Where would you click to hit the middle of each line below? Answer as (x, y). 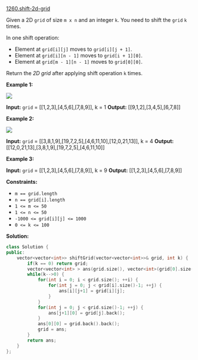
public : (16, 252)
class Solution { (27, 247)
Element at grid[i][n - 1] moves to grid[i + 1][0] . (79, 55)
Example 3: (20, 159)
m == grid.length (36, 194)
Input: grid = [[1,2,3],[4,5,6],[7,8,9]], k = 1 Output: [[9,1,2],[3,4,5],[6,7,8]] (93, 107)
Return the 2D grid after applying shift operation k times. (74, 73)
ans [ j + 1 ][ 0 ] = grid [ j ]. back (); (87, 313)
